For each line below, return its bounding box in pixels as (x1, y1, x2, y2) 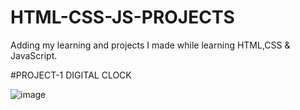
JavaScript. (10, 49, 58, 61)
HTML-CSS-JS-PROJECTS (10, 6, 235, 29)
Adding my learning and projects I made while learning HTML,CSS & (10, 39, 291, 51)
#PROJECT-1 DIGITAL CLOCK (10, 69, 132, 81)
